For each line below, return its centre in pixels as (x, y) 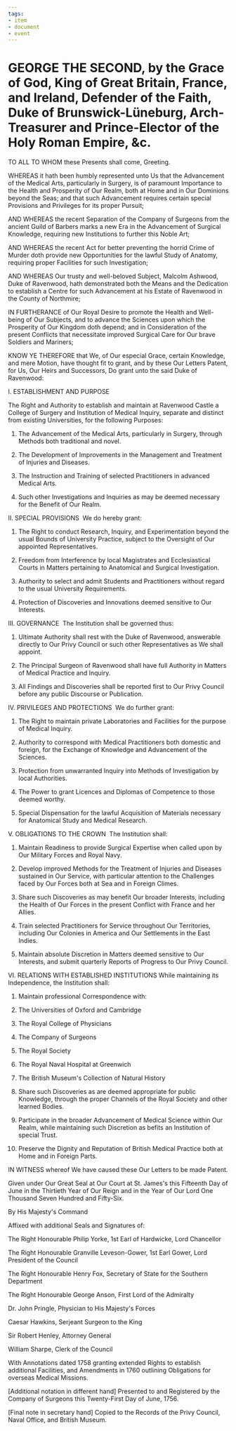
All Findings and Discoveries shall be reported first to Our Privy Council (121, 687)
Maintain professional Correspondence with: (82, 996)
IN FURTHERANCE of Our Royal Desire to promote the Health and (103, 312)
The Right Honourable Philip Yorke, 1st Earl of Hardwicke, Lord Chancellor (115, 1239)
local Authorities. (42, 778)
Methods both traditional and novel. (70, 441)
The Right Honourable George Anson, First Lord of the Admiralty (101, 1295)
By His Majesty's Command (48, 1212)
